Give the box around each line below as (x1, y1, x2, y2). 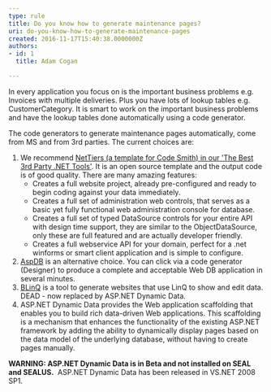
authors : (8, 42, 38, 50)
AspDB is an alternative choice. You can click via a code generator (19, 256, 243, 266)
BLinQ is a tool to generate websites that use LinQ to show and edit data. (19, 282, 264, 292)
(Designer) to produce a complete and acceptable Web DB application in (19, 265, 263, 275)
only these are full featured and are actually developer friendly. (32, 230, 243, 240)
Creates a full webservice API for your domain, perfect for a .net (32, 239, 247, 249)
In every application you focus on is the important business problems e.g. (8, 86, 254, 96)
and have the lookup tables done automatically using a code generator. (8, 112, 246, 122)
